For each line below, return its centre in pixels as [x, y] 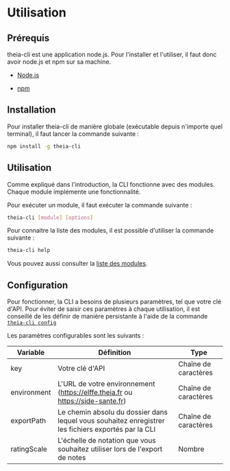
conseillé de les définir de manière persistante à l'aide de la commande [107, 317]
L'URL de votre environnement [106, 384]
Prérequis [28, 38]
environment [31, 393]
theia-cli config [32, 323]
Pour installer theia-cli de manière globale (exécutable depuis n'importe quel [115, 126]
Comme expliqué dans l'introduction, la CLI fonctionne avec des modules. [111, 184]
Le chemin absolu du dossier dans [113, 412]
